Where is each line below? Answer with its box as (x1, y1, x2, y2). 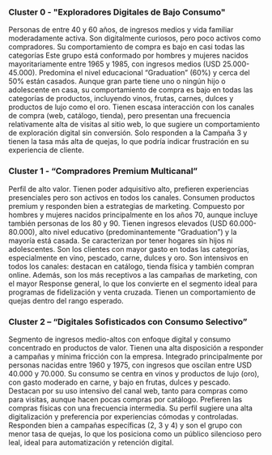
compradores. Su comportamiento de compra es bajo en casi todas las (8, 42, 245, 52)
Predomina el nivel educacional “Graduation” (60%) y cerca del (39, 68, 250, 78)
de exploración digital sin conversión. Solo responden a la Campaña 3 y (8, 128, 248, 138)
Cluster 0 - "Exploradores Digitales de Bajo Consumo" (8, 6, 226, 18)
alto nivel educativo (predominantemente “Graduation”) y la (39, 227, 237, 236)
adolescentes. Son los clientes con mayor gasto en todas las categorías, (8, 244, 249, 253)
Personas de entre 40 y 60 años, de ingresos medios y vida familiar (8, 25, 234, 35)
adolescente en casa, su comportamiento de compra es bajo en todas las (8, 85, 253, 95)
